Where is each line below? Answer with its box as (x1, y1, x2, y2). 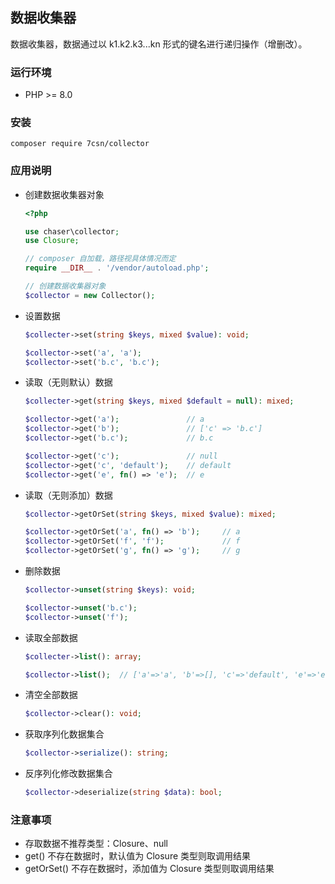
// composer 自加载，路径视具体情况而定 (24, 254, 177, 264)
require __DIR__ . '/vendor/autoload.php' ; (24, 263, 210, 273)
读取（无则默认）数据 (24, 376, 113, 388)
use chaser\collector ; (24, 226, 120, 237)
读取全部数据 (24, 631, 78, 643)
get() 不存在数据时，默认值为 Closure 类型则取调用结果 (24, 850, 252, 862)
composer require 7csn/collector (10, 139, 150, 149)
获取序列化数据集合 (24, 728, 105, 740)
